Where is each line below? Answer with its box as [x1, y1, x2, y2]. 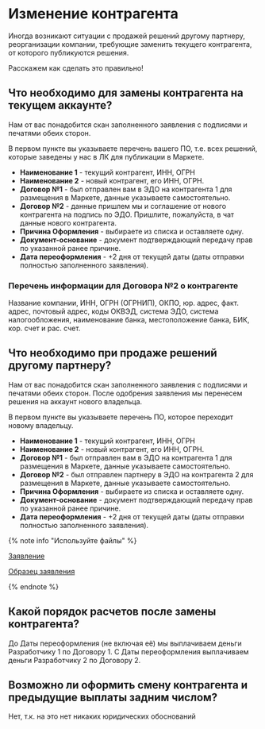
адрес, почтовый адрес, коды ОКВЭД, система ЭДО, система [8, 307, 219, 316]
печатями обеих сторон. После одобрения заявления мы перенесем [8, 388, 243, 398]
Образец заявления [8, 566, 75, 576]
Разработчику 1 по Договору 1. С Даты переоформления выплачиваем [8, 646, 249, 656]
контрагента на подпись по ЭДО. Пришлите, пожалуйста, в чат [19, 210, 235, 219]
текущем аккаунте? [8, 98, 113, 112]
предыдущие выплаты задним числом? [8, 691, 218, 704]
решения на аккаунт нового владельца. [8, 396, 143, 406]
